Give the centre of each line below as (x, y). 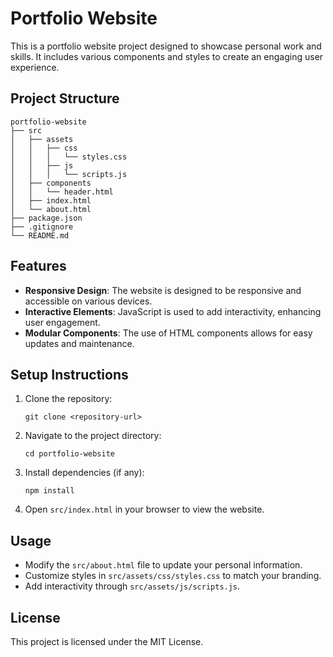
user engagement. (62, 322)
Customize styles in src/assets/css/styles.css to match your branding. (173, 576)
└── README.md (40, 235)
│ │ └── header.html (62, 192)
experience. (35, 67)
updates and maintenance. (79, 343)
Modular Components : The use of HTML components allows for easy (168, 333)
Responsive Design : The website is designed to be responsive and (163, 290)
